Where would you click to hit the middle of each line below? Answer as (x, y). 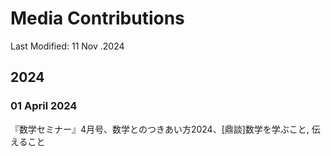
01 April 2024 (44, 106)
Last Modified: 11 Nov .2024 (67, 46)
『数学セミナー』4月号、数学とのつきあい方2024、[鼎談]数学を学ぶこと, (160, 129)
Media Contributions (97, 18)
